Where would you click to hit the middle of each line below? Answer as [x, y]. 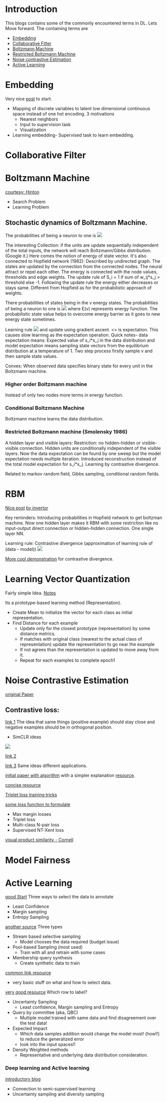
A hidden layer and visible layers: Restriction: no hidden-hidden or [73, 443]
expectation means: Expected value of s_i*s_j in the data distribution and [80, 340]
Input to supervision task [45, 124]
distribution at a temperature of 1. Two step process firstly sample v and [79, 351]
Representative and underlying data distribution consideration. [84, 1055]
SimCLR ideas [27, 737]
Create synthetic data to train [50, 963]
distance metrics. [38, 634]
